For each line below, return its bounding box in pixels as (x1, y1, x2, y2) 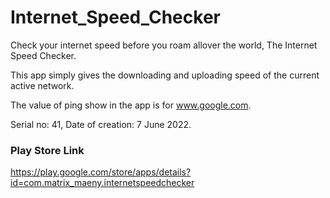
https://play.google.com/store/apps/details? (10, 166, 192, 178)
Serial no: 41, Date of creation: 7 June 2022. (10, 118, 192, 130)
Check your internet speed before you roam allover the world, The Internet (10, 39, 318, 51)
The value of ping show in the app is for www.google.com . (10, 99, 252, 111)
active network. (10, 79, 75, 91)
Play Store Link (10, 143, 85, 157)
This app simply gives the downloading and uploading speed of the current (10, 69, 320, 81)
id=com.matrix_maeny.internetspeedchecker (10, 177, 195, 189)
